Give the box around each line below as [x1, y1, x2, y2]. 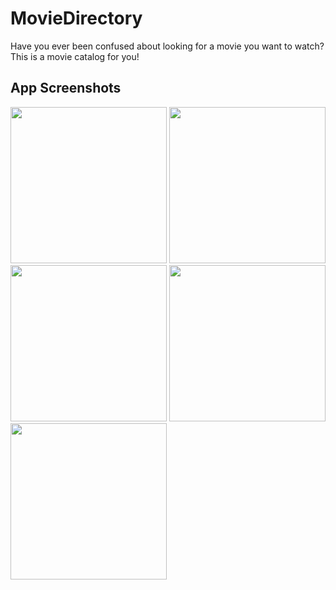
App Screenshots [10, 80, 122, 97]
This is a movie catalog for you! [10, 50, 140, 62]
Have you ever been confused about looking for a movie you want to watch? [10, 40, 325, 52]
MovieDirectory [10, 7, 143, 30]
